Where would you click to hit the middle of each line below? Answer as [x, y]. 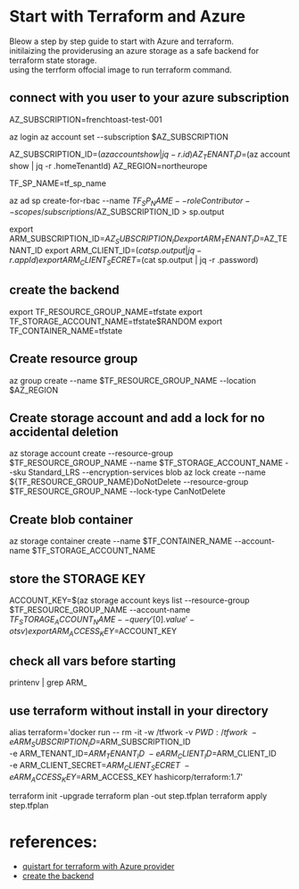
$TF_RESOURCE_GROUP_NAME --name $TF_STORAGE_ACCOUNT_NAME [146, 463]
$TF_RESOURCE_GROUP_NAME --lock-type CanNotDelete [117, 491]
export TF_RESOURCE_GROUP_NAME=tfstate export [106, 311]
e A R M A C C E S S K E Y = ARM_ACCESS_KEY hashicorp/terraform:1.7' [126, 778]
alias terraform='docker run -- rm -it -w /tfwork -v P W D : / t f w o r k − [133, 732]
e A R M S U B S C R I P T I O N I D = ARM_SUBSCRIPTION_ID [100, 743]
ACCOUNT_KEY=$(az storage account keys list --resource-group [129, 600]
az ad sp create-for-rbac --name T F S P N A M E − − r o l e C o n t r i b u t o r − [130, 201]
